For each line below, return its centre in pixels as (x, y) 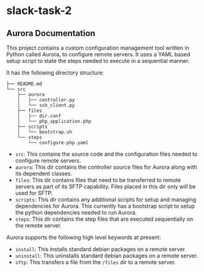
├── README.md (24, 84)
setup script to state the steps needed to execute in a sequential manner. (98, 61)
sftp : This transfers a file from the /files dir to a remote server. (95, 262)
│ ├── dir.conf (39, 116)
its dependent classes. (43, 174)
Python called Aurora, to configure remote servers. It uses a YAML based (98, 54)
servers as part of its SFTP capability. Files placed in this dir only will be (105, 186)
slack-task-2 (39, 11)
